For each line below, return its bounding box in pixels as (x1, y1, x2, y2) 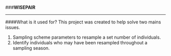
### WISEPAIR (5, 5, 36, 10)
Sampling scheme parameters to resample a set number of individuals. (12, 34, 161, 40)
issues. (5, 24, 20, 30)
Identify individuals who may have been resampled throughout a (12, 40, 148, 45)
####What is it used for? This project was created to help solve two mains (5, 19, 161, 25)
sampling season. (12, 45, 50, 51)
